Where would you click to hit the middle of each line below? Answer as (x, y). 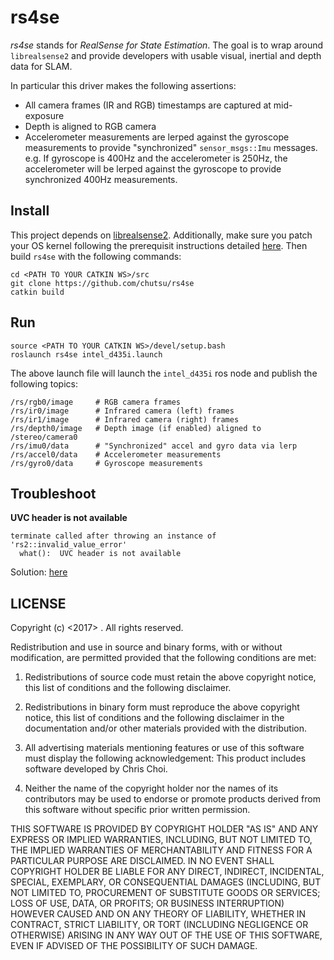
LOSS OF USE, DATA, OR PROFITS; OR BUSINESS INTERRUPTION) (147, 903)
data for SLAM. (41, 66)
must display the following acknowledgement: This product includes (165, 758)
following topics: (44, 383)
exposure (44, 115)
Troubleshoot (53, 493)
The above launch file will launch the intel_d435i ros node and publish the (164, 373)
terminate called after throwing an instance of (113, 536)
